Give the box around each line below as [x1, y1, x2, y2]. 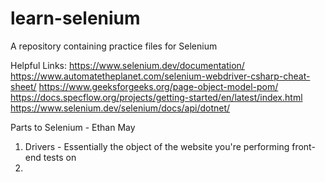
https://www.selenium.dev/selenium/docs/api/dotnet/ [10, 102, 231, 114]
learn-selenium [10, 7, 141, 30]
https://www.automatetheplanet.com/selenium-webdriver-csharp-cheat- [10, 70, 311, 82]
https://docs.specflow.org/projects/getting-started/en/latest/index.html [10, 91, 303, 103]
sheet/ [10, 80, 37, 92]
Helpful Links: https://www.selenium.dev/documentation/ [10, 59, 245, 71]
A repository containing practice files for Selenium [10, 40, 218, 52]
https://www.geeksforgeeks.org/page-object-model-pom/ [38, 80, 279, 92]
